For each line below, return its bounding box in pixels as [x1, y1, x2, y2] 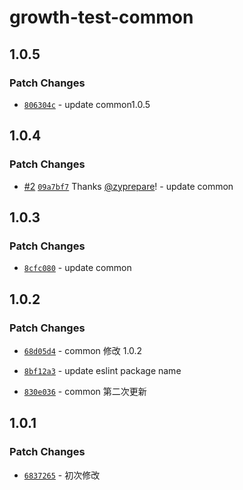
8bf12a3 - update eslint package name [23, 364, 182, 376]
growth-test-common [9, 6, 194, 29]
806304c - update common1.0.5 [23, 98, 151, 110]
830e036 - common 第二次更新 [23, 385, 147, 397]
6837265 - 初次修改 [23, 469, 101, 481]
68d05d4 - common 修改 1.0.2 [23, 344, 143, 356]
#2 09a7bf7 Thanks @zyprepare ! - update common [23, 180, 234, 192]
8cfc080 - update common [23, 262, 132, 274]
